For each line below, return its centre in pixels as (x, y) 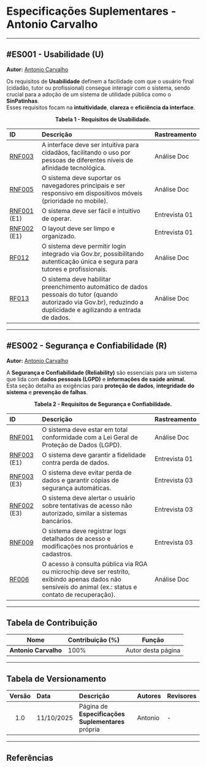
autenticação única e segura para (90, 261)
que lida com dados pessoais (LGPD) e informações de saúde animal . (96, 379)
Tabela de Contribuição (52, 622)
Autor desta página (153, 650)
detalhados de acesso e (76, 539)
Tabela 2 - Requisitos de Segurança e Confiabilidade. (103, 404)
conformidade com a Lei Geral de (90, 437)
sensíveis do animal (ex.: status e (90, 586)
